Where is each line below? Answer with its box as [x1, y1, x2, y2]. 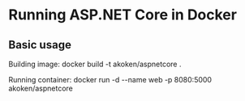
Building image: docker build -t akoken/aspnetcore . [8, 59, 182, 69]
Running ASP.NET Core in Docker [8, 6, 238, 24]
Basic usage [8, 38, 71, 52]
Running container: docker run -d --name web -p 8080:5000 [8, 75, 213, 84]
